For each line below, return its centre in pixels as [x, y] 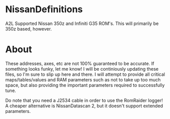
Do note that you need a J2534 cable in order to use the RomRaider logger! [84, 100]
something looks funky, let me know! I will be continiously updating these [82, 69]
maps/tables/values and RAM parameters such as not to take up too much [83, 79]
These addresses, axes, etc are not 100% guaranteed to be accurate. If [80, 63]
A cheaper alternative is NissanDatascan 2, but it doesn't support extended [84, 106]
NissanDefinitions [44, 9]
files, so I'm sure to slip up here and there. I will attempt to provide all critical [85, 74]
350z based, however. [29, 28]
